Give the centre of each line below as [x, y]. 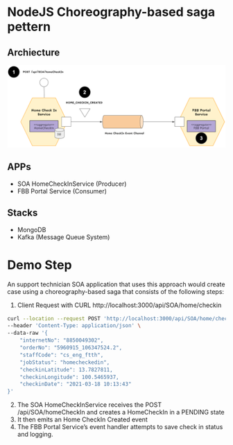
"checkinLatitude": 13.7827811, [66, 369]
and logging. [35, 435]
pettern [29, 27]
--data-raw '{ [28, 333]
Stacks [23, 213]
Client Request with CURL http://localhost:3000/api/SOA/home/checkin [119, 305]
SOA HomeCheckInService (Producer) [72, 184]
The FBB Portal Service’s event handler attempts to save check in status [120, 427]
